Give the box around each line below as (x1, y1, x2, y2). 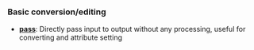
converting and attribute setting (18, 33, 123, 42)
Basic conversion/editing (7, 6, 106, 17)
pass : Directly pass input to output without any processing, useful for (18, 25, 246, 34)
